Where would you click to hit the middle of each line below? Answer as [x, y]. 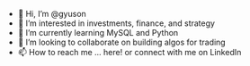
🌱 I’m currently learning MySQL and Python [98, 33]
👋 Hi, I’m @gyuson [52, 14]
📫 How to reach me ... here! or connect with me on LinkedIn [129, 52]
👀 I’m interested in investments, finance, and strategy [116, 23]
